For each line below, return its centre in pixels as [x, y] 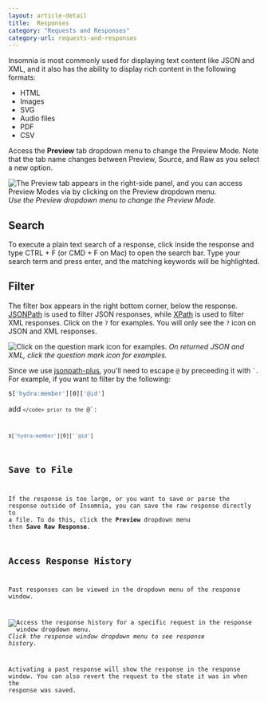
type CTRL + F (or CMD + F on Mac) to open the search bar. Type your [124, 253]
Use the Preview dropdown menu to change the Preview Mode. [112, 200]
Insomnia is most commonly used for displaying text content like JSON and [132, 61]
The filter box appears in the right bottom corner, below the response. [123, 306]
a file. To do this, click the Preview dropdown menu [100, 519]
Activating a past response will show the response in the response [124, 669]
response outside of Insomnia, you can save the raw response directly [130, 506]
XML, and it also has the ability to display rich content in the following [122, 69]
